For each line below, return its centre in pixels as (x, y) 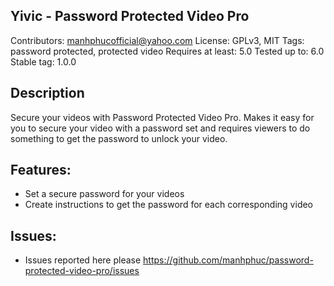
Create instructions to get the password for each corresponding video (169, 205)
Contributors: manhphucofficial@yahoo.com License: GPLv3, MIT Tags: (157, 40)
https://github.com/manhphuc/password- (228, 260)
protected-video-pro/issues (82, 271)
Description (47, 93)
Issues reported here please (83, 260)
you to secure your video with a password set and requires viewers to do (160, 128)
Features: (41, 170)
